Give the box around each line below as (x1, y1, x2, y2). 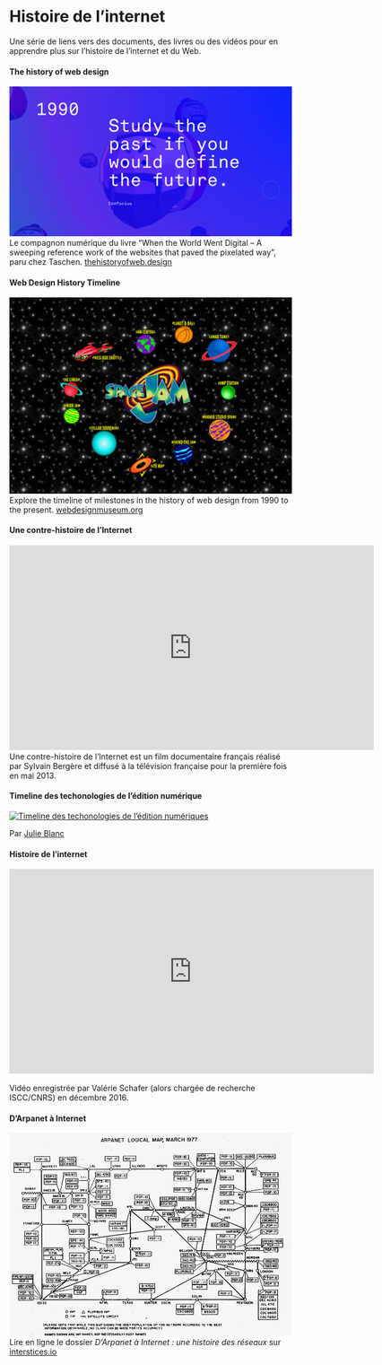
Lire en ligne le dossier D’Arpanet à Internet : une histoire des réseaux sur (9, 1337, 282, 1348)
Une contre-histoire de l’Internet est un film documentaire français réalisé (9, 751, 281, 762)
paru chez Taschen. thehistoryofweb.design (9, 256, 173, 267)
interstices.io (9, 1346, 57, 1357)
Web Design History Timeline (9, 276, 121, 288)
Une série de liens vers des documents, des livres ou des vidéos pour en (9, 36, 279, 47)
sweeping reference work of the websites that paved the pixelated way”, (9, 247, 276, 258)
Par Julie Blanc (9, 827, 65, 838)
